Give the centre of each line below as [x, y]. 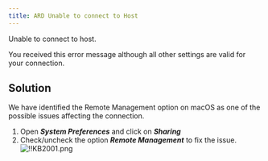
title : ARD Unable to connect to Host [73, 16]
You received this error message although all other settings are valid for [127, 54]
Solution [30, 88]
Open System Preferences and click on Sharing [100, 132]
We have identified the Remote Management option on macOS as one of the [134, 107]
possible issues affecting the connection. [76, 116]
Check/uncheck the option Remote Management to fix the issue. [128, 140]
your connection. [37, 63]
